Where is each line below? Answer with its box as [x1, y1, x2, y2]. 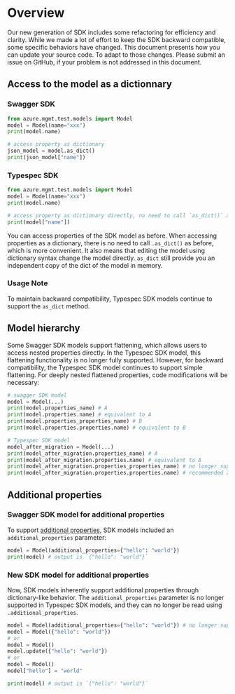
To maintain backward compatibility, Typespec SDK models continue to [7, 294, 213, 303]
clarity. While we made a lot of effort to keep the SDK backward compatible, [7, 35, 226, 43]
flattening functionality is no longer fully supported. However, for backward [7, 355, 224, 364]
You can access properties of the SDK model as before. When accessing [7, 231, 218, 240]
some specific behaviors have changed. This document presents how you [7, 43, 220, 51]
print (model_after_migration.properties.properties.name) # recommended [7, 470, 224, 477]
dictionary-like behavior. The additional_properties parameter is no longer [7, 593, 225, 601]
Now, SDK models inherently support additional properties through [7, 585, 199, 594]
